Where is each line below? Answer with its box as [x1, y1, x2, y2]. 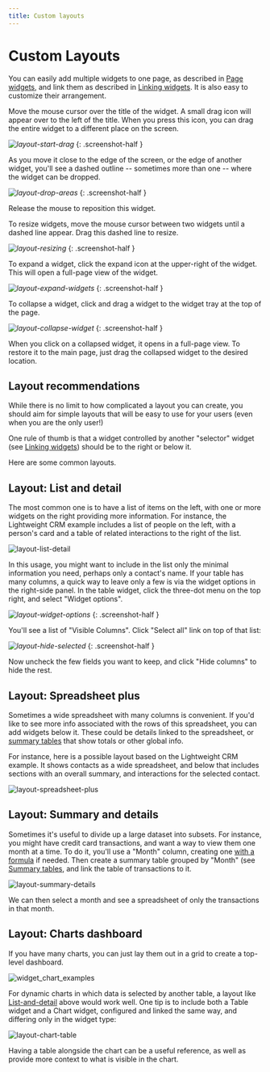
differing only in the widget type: [8, 1014, 117, 1023]
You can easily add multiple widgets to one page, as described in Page [8, 74, 243, 83]
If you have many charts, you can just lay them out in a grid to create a [8, 948, 243, 958]
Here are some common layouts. [8, 458, 117, 467]
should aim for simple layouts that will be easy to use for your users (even [8, 409, 253, 419]
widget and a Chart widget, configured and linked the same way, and [8, 1006, 238, 1015]
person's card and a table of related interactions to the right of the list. [8, 529, 242, 538]
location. [8, 356, 38, 365]
